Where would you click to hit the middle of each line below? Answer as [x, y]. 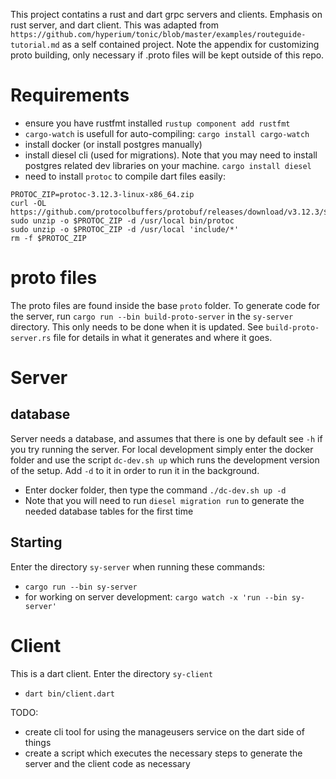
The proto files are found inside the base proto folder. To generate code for [165, 305]
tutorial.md [35, 45]
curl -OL [28, 203]
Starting [36, 542]
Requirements [70, 95]
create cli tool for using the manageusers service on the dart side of [164, 731]
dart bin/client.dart [69, 694]
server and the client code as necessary [107, 763]
